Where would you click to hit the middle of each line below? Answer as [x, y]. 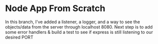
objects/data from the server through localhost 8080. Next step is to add [79, 27]
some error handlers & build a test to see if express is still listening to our [79, 32]
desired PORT [19, 37]
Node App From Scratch [55, 8]
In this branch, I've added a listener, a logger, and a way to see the [73, 22]
